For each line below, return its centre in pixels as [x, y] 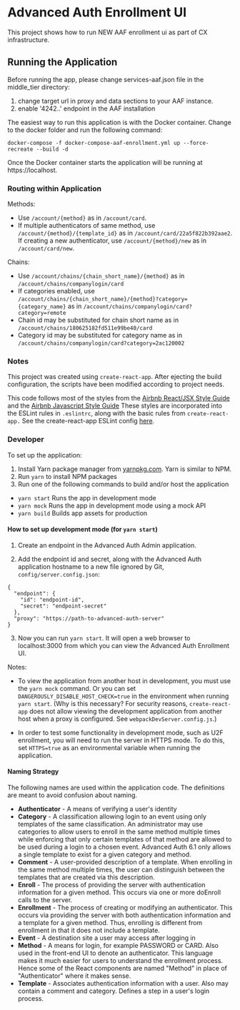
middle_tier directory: [39, 87]
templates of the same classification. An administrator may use [110, 824]
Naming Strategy [33, 772]
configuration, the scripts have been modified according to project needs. [116, 384]
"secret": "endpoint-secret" [64, 606]
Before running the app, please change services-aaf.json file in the [106, 79]
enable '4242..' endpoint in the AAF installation [86, 108]
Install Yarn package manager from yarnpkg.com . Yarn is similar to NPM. [125, 469]
